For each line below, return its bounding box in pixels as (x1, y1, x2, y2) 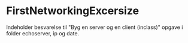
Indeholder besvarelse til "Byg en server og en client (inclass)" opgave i (6, 24, 183, 31)
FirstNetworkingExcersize (6, 4, 140, 18)
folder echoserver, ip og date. (6, 29, 80, 37)
